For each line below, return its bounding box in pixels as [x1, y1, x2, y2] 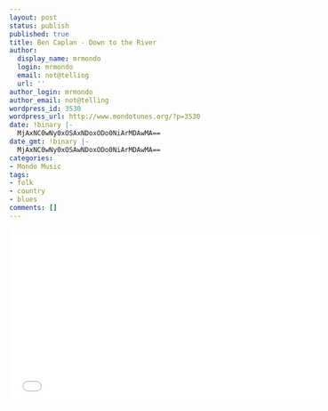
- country [9, 187, 46, 196]
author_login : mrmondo [9, 87, 93, 96]
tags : [9, 170, 29, 179]
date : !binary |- [9, 121, 74, 130]
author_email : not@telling [9, 95, 109, 105]
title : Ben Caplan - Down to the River [9, 37, 157, 47]
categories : [9, 153, 53, 163]
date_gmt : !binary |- [9, 137, 90, 146]
